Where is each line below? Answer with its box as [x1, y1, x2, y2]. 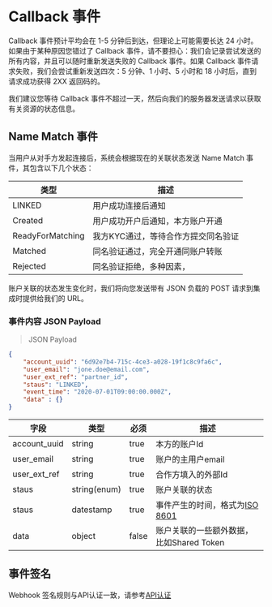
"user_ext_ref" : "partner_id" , [23, 372, 129, 381]
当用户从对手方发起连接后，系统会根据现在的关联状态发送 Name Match [8, 153, 244, 162]
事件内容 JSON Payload [8, 316, 101, 327]
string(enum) [71, 484, 121, 495]
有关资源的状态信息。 [8, 103, 79, 114]
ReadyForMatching [12, 230, 85, 241]
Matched [12, 245, 47, 256]
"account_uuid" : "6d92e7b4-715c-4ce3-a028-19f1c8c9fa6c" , [23, 358, 223, 366]
